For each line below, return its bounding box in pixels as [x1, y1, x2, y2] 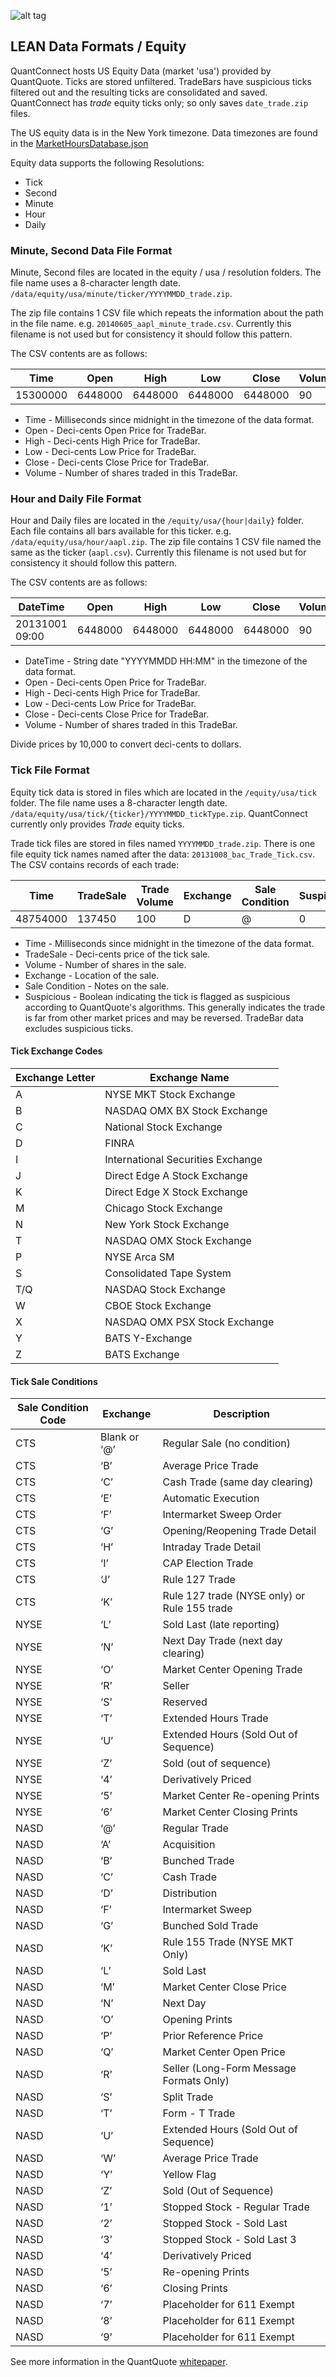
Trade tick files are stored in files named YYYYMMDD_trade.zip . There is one [10, 837, 316, 849]
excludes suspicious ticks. [24, 1022, 134, 1034]
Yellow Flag [162, 2168, 217, 2182]
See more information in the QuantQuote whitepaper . [10, 2356, 228, 2368]
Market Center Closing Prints [162, 1805, 299, 1819]
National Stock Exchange [104, 1120, 223, 1134]
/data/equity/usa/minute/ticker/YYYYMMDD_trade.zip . [10, 288, 233, 300]
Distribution [162, 1886, 218, 1900]
